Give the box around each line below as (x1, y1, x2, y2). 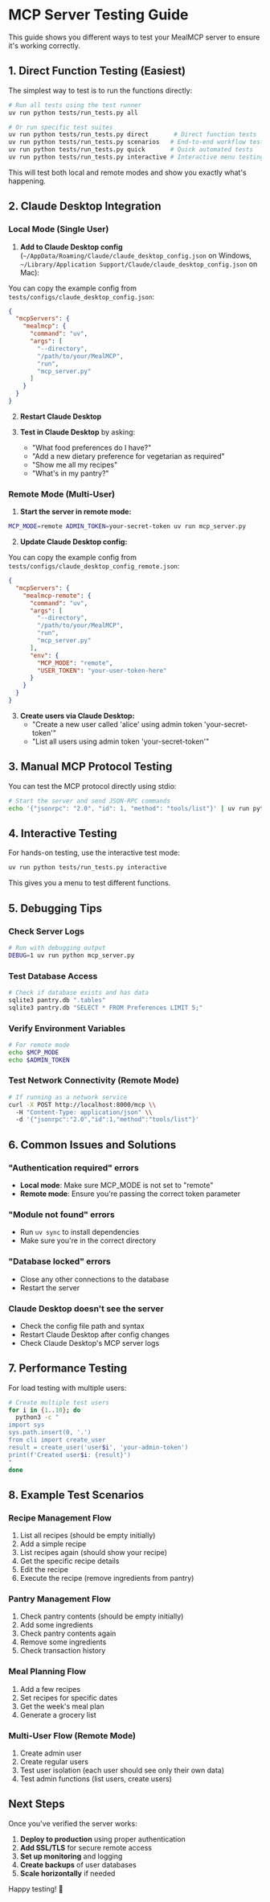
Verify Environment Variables (8, 1022, 126, 1034)
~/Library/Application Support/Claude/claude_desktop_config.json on (19, 259, 258, 269)
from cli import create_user (8, 1436, 106, 1444)
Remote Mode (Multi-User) (8, 489, 115, 500)
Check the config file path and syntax (19, 1321, 145, 1331)
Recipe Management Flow (8, 1512, 112, 1523)
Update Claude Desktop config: (19, 537, 128, 547)
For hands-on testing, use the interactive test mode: (8, 848, 181, 858)
